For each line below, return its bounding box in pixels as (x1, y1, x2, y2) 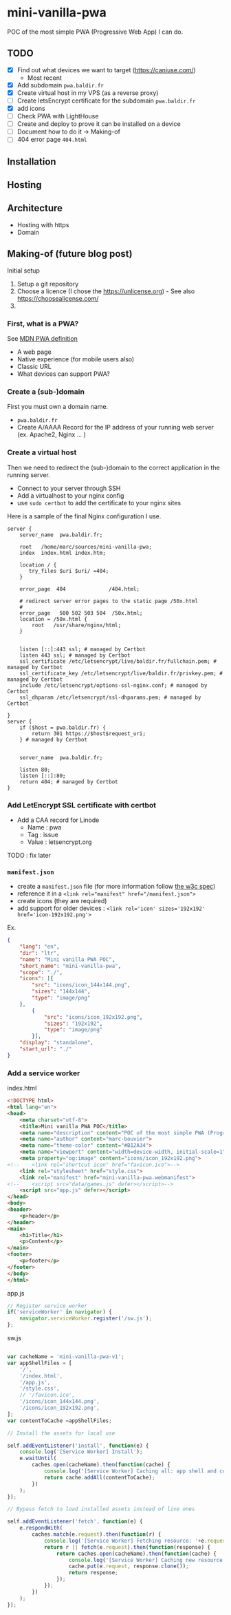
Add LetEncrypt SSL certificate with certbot (7, 800, 157, 810)
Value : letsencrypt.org (27, 838, 92, 846)
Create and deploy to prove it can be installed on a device (16, 120, 181, 128)
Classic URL (16, 363, 52, 371)
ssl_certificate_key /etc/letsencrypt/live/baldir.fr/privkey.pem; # (19, 670, 223, 677)
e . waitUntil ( (19, 1455, 57, 1462)
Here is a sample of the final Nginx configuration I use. (7, 511, 162, 520)
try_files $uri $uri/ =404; (28, 567, 109, 574)
